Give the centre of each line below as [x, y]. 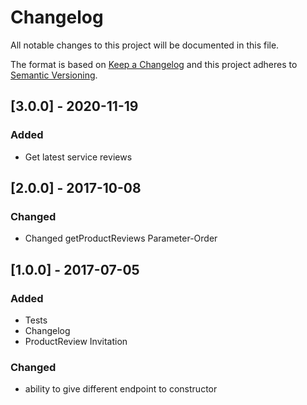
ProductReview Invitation [76, 341]
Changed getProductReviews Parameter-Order [121, 238]
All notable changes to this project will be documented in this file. [145, 45]
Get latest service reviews [78, 157]
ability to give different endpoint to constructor [121, 389]
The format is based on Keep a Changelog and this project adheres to [154, 64]
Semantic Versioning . [54, 75]
